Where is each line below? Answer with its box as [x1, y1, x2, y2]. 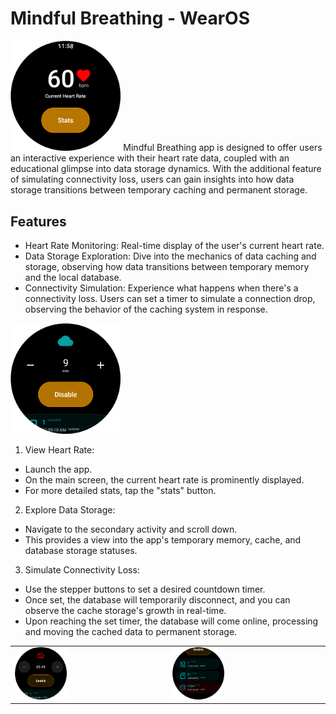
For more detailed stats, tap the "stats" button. [24, 484, 217, 496]
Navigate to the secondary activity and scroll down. [24, 523, 238, 535]
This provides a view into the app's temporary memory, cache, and [24, 533, 302, 546]
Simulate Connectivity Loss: [24, 563, 140, 576]
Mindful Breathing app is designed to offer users [123, 142, 323, 154]
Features [10, 213, 67, 230]
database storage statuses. [24, 544, 138, 556]
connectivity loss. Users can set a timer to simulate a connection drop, [24, 293, 316, 305]
